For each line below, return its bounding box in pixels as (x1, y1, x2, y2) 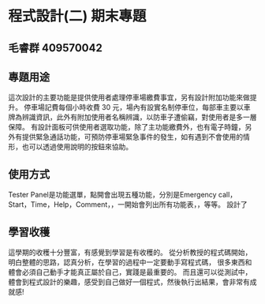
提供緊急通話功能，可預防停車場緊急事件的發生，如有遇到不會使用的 (21, 132, 243, 142)
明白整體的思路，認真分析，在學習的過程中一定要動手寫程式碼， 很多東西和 (8, 257, 252, 267)
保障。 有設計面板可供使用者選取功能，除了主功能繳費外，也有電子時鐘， (8, 122, 245, 132)
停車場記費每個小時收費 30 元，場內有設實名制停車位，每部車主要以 (23, 103, 244, 112)
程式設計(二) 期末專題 (8, 7, 147, 25)
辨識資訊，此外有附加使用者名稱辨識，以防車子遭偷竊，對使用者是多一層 (21, 112, 257, 122)
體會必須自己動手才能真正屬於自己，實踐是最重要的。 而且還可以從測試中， (8, 268, 252, 277)
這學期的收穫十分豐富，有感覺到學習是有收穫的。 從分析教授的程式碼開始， (8, 248, 252, 257)
